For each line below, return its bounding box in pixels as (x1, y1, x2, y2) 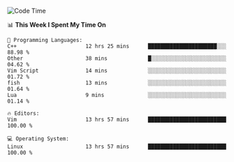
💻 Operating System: (7, 135, 70, 142)
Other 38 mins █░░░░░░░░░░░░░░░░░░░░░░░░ (7, 55, 227, 62)
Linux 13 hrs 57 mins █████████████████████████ (7, 143, 227, 150)
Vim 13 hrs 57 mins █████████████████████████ (7, 116, 227, 123)
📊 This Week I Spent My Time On (7, 21, 106, 29)
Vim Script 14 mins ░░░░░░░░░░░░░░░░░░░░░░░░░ (7, 67, 227, 74)
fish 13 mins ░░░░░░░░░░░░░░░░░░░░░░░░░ (7, 80, 227, 87)
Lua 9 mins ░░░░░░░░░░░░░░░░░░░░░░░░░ (7, 91, 227, 98)
